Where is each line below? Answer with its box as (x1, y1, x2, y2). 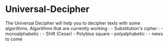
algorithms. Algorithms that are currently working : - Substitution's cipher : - (5, 25, 163, 31)
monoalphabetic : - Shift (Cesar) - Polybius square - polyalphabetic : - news (5, 30, 163, 36)
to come (5, 36, 23, 42)
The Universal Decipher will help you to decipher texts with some (5, 20, 141, 26)
